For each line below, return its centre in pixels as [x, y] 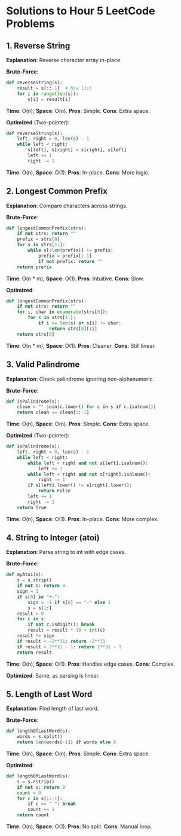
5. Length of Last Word [49, 694]
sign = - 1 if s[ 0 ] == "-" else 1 [69, 602]
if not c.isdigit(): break [61, 625]
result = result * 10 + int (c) [67, 630]
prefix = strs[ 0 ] [39, 239]
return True [32, 507]
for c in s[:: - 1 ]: [40, 798]
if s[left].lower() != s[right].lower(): [80, 485]
